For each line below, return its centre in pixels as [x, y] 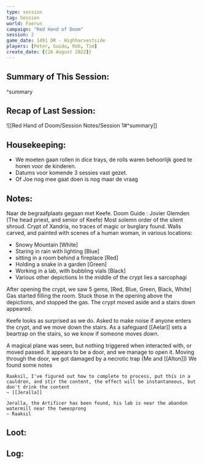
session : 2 [20, 35]
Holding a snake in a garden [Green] [61, 264]
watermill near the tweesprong [46, 409]
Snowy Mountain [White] [47, 245]
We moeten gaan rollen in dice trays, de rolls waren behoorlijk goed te [104, 159]
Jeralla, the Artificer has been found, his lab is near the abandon [97, 403]
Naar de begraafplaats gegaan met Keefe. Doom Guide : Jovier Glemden [98, 213]
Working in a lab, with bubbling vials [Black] [71, 271]
